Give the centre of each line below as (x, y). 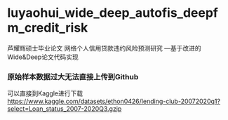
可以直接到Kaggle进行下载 (45, 93)
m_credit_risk (48, 28)
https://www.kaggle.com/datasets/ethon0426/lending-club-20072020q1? (114, 101)
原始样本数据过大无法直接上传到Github (73, 76)
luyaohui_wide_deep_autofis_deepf (113, 13)
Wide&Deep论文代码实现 (43, 57)
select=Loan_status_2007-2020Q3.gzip (65, 109)
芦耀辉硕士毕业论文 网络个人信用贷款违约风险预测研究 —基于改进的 (104, 48)
